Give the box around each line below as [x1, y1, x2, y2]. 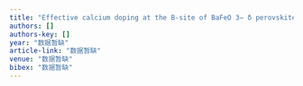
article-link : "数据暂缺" [9, 47, 102, 56]
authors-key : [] [9, 30, 70, 39]
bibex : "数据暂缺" [9, 64, 74, 73]
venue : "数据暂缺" [9, 55, 74, 64]
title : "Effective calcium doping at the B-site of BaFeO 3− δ [9, 13, 252, 22]
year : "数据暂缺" [9, 38, 69, 47]
